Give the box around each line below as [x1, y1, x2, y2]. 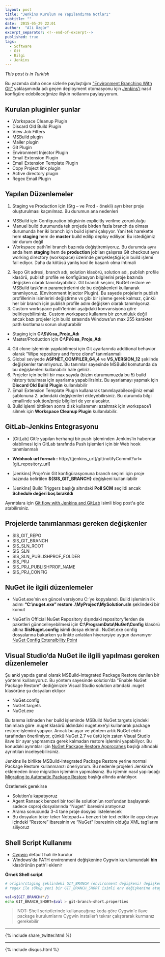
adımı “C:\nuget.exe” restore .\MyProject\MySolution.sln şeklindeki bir [12, 601, 160, 607]
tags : [5, 39, 16, 44]
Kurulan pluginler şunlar [5, 105, 81, 114]
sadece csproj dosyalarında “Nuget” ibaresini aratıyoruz [12, 804, 126, 809]
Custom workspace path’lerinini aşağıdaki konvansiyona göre [12, 305, 137, 311]
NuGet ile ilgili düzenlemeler [5, 583, 93, 592]
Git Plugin [12, 145, 32, 150]
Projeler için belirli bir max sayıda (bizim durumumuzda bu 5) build [12, 372, 146, 378]
